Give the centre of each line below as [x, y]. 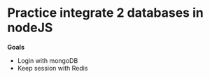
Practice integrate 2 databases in [106, 13]
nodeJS [30, 28]
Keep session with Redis [52, 68]
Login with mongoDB [48, 60]
